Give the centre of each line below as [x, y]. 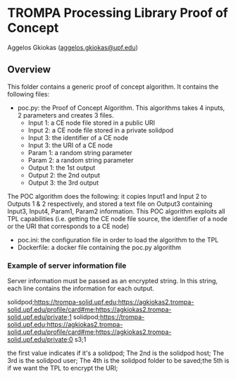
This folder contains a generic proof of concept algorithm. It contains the [113, 87]
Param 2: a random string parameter [81, 160]
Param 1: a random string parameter [80, 152]
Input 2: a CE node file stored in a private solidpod [101, 130]
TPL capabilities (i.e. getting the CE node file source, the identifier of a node [117, 218]
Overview [29, 69]
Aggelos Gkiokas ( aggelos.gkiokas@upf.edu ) [73, 47]
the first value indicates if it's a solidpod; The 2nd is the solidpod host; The [116, 353]
